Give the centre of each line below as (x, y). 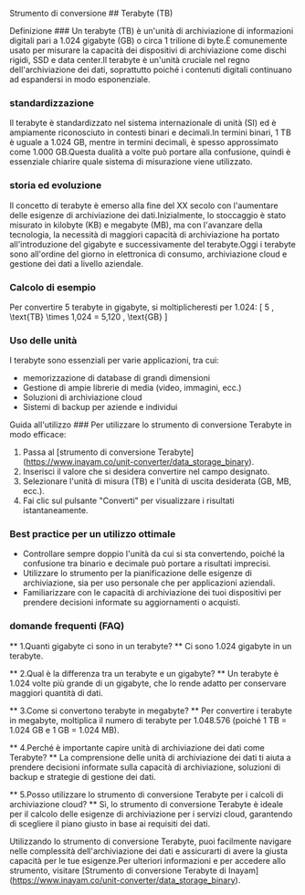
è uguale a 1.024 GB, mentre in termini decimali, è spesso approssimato (144, 142)
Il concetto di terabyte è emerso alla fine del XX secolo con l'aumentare (144, 205)
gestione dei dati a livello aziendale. (77, 263)
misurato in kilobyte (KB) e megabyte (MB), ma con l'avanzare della (136, 225)
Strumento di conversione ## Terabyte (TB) (91, 13)
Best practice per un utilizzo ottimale (93, 534)
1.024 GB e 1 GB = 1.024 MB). (64, 730)
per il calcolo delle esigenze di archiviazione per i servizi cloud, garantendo (151, 814)
